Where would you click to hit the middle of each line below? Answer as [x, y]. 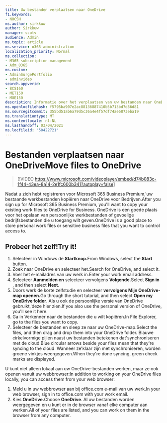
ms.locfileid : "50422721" [32, 130]
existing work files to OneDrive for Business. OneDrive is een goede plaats [81, 210]
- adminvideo [19, 79]
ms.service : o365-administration [40, 47]
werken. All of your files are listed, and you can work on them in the [81, 410]
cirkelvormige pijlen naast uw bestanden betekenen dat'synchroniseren [85, 338]
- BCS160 [14, 88]
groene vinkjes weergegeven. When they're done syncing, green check [85, 354]
